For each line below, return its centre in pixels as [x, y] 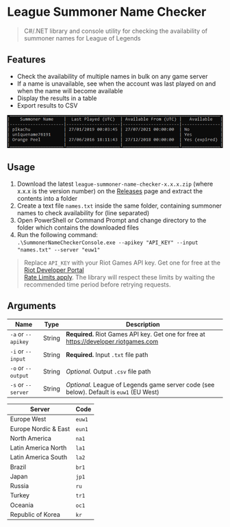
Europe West [28, 419]
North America [30, 438]
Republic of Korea [35, 514]
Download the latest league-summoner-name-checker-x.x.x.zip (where [115, 184]
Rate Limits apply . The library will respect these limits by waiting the [119, 277]
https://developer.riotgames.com [112, 342]
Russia [20, 486]
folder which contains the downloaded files [78, 228]
